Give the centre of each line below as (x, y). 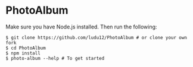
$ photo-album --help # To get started (55, 58)
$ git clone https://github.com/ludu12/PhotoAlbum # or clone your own (96, 37)
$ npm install (23, 53)
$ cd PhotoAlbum (26, 48)
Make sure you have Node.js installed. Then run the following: (81, 27)
